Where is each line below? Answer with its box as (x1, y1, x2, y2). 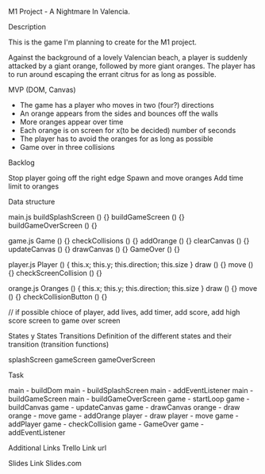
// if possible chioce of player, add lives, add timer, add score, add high (8, 308, 240, 316)
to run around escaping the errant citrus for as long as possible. (8, 70, 217, 78)
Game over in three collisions (19, 143, 115, 151)
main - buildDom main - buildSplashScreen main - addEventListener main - (8, 386, 254, 395)
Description (8, 22, 46, 31)
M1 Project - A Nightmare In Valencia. (8, 7, 131, 16)
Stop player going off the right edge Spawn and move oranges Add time (8, 174, 244, 182)
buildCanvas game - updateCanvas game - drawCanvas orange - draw (8, 403, 240, 411)
